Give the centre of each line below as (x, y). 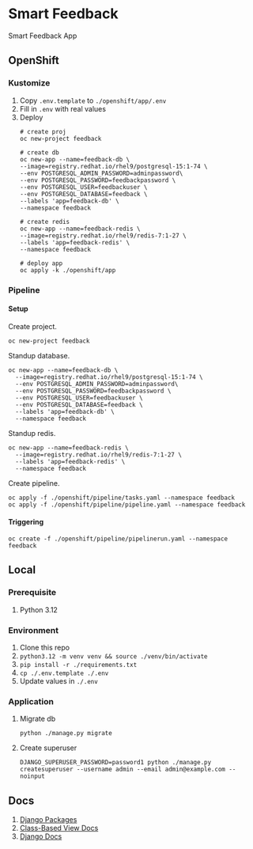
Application (31, 701)
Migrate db (38, 719)
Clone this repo (44, 647)
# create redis (45, 222)
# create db (39, 152)
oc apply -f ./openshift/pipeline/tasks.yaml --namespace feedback (122, 498)
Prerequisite (32, 593)
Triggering (26, 522)
